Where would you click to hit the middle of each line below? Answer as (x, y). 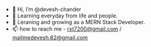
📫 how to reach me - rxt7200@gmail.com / (67, 29)
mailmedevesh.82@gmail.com (50, 37)
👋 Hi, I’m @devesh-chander (47, 9)
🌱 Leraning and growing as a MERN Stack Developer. (78, 22)
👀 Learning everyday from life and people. (65, 16)
